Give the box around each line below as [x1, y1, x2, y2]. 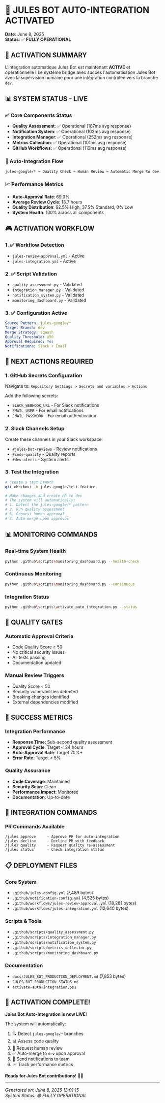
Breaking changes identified [12, 694, 70, 700]
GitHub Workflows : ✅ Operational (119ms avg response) [12, 145, 127, 151]
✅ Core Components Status [5, 112, 72, 119]
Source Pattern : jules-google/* [5, 321, 71, 326]
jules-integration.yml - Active [12, 258, 76, 264]
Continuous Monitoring [5, 570, 62, 577]
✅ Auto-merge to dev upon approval [12, 1050, 85, 1056]
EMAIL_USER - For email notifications [12, 407, 84, 413]
